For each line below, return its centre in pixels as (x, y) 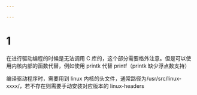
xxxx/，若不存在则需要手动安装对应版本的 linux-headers (75, 86)
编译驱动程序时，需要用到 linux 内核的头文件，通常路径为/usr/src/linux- (94, 78)
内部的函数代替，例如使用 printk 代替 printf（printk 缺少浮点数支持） (106, 66)
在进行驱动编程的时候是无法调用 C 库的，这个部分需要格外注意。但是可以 (96, 58)
